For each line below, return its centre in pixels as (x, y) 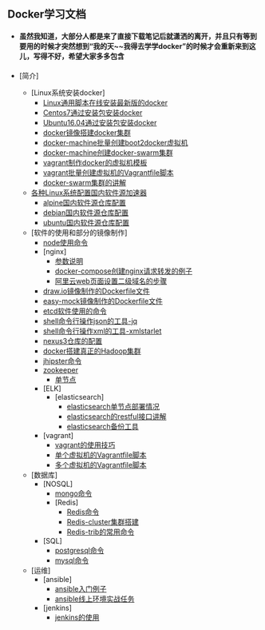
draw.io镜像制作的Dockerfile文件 (96, 291)
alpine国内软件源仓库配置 (85, 202)
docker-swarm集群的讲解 (85, 182)
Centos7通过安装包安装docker (93, 112)
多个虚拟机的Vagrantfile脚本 (101, 465)
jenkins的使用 (77, 617)
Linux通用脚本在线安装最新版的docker (105, 102)
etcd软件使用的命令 (75, 311)
